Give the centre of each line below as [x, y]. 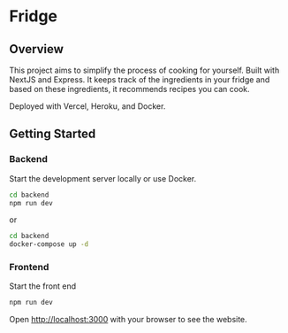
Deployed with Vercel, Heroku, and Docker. [87, 106]
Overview [37, 49]
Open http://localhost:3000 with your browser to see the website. [128, 320]
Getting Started [53, 134]
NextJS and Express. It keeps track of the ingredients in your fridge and [140, 80]
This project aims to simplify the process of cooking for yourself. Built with [144, 70]
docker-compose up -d [49, 244]
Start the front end [43, 286]
